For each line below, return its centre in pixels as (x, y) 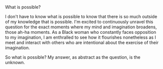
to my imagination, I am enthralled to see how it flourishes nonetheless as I (81, 37)
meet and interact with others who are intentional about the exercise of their (82, 43)
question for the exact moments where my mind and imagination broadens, (81, 27)
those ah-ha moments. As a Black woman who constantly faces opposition (81, 32)
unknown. (15, 62)
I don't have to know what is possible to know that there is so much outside (81, 16)
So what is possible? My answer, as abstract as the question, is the (73, 57)
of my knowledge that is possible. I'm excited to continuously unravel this (79, 22)
